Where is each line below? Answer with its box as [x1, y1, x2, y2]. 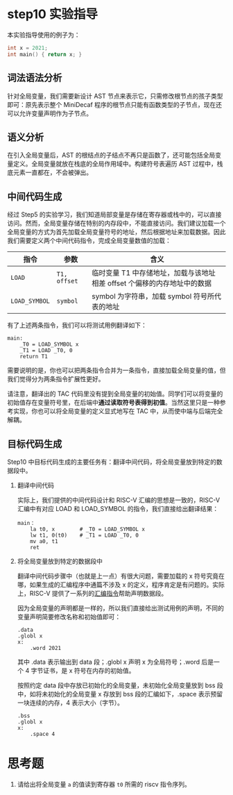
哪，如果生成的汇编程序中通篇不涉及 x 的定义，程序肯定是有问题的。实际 [17, 580, 225, 589]
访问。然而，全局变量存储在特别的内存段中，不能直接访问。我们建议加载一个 [7, 219, 226, 228]
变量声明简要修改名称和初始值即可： [17, 612, 121, 621]
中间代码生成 [7, 190, 62, 202]
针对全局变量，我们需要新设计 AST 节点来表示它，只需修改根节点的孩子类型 [7, 92, 223, 100]
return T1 [19, 353, 49, 360]
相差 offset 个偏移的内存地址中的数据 [92, 278, 212, 288]
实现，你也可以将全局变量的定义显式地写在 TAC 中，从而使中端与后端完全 [12, 407, 223, 415]
